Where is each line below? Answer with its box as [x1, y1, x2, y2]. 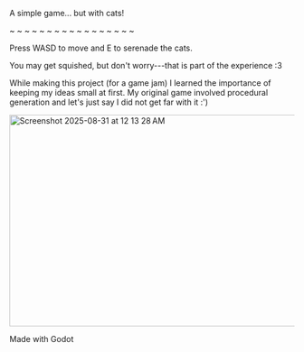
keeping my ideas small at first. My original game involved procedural [9, 88, 269, 97]
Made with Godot [9, 334, 74, 344]
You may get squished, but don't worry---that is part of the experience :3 [9, 60, 282, 70]
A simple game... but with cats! [9, 8, 125, 18]
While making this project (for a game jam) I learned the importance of [9, 78, 271, 88]
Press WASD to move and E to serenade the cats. [9, 42, 193, 53]
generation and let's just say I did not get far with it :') [9, 97, 209, 107]
